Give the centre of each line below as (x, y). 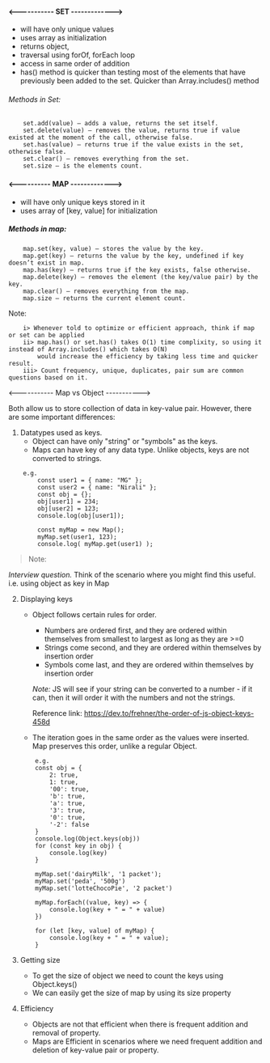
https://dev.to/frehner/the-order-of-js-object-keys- (169, 713)
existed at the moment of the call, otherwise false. (101, 138)
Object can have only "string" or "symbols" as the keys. (125, 441)
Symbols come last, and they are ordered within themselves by (149, 664)
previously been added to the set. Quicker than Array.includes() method (139, 81)
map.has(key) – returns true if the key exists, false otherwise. (137, 270)
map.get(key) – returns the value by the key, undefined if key (133, 256)
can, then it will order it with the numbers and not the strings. (134, 697)
